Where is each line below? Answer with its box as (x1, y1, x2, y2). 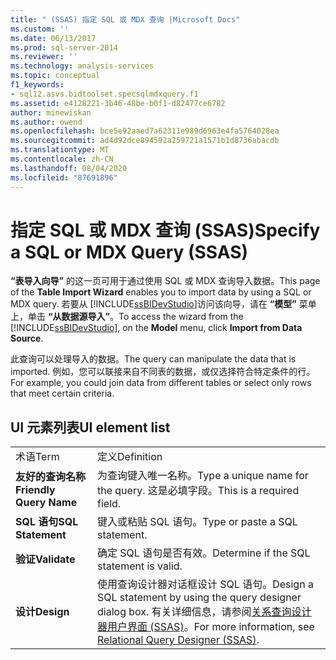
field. (97, 497, 122, 511)
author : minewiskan (10, 107, 92, 118)
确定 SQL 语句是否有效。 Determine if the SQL (97, 546, 311, 560)
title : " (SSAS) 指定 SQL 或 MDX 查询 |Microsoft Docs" (10, 14, 241, 25)
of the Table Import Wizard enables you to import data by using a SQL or (10, 286, 312, 298)
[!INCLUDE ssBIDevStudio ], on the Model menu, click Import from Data (10, 322, 303, 334)
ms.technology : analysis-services (10, 61, 155, 71)
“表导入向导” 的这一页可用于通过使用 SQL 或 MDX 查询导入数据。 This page (10, 275, 321, 287)
